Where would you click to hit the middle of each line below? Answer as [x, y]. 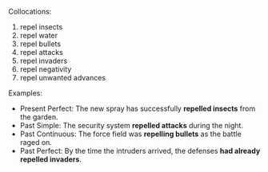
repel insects [41, 27]
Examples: [25, 93]
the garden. [39, 117]
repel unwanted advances [63, 78]
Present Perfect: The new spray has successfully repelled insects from [138, 108]
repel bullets [40, 44]
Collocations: [30, 12]
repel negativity [46, 69]
